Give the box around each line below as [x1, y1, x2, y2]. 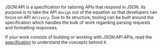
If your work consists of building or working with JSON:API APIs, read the [5, 34, 152, 40]
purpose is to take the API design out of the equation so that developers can [5, 9, 158, 15]
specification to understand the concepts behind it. [5, 39, 108, 45]
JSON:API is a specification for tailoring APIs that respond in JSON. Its [5, 4, 146, 10]
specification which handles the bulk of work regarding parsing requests [5, 19, 151, 25]
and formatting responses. [5, 25, 58, 31]
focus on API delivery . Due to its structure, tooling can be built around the [5, 15, 154, 20]
